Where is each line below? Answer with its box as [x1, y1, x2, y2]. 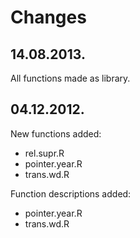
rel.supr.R [24, 147, 65, 159]
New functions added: [10, 127, 102, 140]
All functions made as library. [10, 72, 131, 84]
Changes [10, 6, 87, 29]
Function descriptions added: [10, 187, 132, 200]
